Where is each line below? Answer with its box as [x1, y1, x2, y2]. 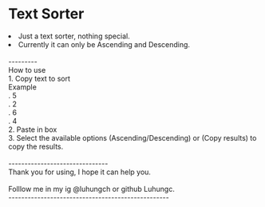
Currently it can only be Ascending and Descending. [18, 39, 190, 49]
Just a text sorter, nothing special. [18, 31, 130, 41]
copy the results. [8, 141, 64, 151]
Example [8, 82, 38, 92]
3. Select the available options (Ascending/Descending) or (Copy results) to [8, 133, 257, 142]
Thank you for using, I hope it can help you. [8, 167, 152, 177]
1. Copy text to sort [8, 74, 70, 83]
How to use [8, 65, 46, 74]
